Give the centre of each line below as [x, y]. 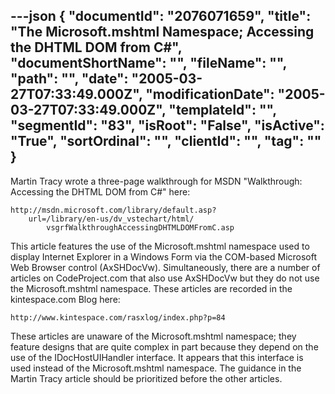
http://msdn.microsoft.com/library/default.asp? [113, 210]
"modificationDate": [210, 94]
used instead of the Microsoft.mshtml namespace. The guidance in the [156, 368]
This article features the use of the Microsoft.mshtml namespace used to [160, 246]
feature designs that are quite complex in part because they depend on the [164, 346]
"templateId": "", [222, 110]
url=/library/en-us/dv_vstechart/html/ [111, 219]
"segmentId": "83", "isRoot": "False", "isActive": [167, 125]
